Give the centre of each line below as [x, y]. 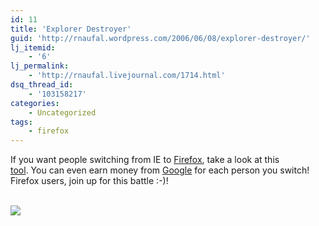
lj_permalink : [40, 66]
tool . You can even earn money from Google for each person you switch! [160, 170]
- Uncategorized [62, 112]
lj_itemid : [33, 47]
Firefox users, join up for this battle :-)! [89, 181]
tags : [21, 122]
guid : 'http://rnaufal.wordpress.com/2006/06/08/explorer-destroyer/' [160, 38]
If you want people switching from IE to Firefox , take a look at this [145, 160]
